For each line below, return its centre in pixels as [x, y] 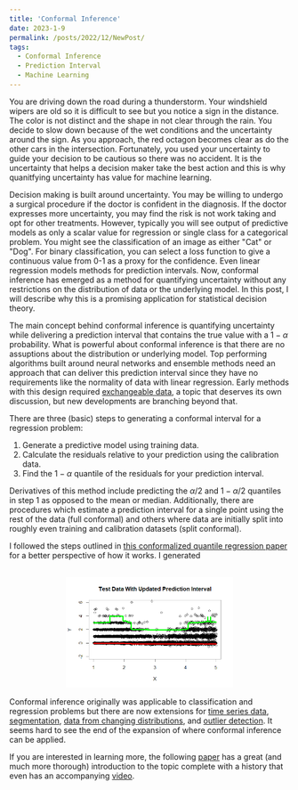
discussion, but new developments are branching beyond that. [124, 401]
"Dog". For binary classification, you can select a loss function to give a [140, 251]
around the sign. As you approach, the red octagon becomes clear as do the [149, 139]
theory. [22, 308]
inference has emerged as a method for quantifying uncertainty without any [148, 280]
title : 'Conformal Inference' [65, 19]
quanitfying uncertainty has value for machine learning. [110, 177]
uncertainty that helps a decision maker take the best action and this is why [148, 167]
